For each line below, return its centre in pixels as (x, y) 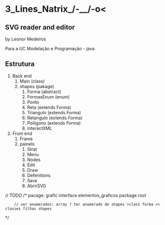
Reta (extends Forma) (49, 107)
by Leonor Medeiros (26, 39)
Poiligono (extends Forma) (54, 123)
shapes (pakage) (37, 86)
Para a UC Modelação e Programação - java (50, 48)
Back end (22, 76)
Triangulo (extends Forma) (54, 112)
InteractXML (40, 128)
